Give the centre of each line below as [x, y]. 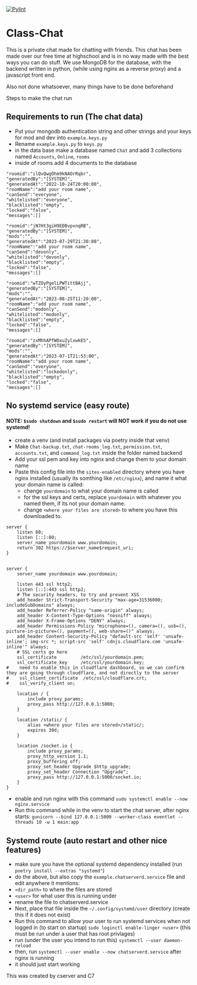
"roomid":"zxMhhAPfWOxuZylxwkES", [49, 340]
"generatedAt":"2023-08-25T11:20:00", [54, 299]
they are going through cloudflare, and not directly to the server [93, 673]
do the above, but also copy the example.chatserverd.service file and [100, 877]
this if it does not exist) [43, 915]
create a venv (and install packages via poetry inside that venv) [92, 440]
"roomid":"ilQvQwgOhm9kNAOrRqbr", [49, 174]
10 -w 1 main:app [58, 822]
